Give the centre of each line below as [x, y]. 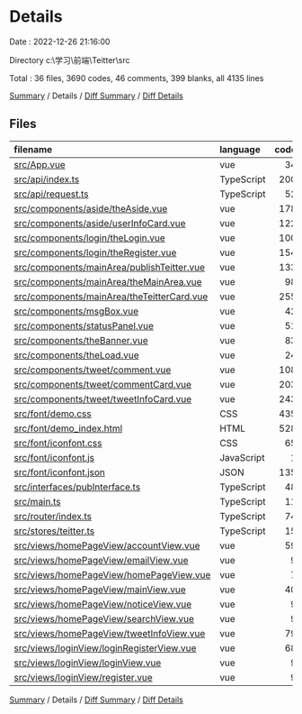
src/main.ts [37, 501]
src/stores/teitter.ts [54, 531]
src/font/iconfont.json [60, 472]
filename [33, 149]
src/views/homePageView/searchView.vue [104, 618]
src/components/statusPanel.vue [84, 325]
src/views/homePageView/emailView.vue [101, 560]
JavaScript [242, 457]
